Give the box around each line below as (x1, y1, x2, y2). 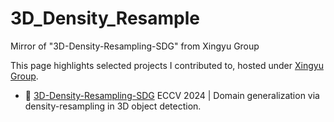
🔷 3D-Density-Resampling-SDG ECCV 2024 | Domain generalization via (24, 89, 320, 101)
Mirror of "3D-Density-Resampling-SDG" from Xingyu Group (10, 40, 260, 52)
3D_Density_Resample (10, 7, 200, 30)
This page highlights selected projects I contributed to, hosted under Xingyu (10, 59, 324, 71)
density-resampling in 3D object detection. (24, 100, 202, 112)
